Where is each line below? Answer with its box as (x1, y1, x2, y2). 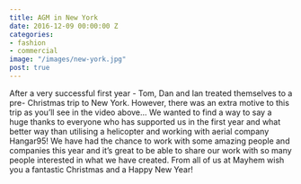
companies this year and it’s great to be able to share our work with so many (9, 145, 292, 155)
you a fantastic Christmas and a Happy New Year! (9, 163, 193, 175)
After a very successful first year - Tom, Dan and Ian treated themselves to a (9, 87, 293, 99)
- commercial (9, 47, 58, 56)
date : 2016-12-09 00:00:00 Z (9, 22, 119, 31)
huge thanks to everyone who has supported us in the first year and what (9, 116, 281, 127)
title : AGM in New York (9, 13, 99, 22)
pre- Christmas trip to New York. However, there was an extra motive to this (9, 97, 290, 108)
